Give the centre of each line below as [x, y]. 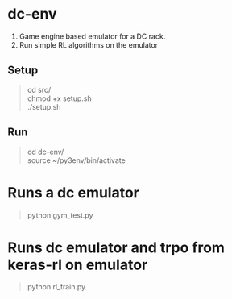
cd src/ [39, 89]
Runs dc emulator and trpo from [116, 247]
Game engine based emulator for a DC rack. [92, 36]
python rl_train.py [56, 287]
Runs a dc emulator [74, 192]
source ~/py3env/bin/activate [76, 160]
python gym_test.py [60, 215]
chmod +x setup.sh [59, 98]
